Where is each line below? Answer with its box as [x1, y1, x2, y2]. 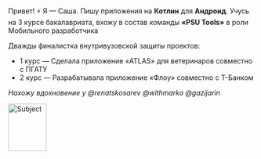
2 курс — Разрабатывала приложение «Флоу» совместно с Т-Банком [19, 73, 254, 82]
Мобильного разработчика [8, 26, 99, 35]
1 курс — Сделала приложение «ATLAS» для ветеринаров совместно [19, 56, 253, 65]
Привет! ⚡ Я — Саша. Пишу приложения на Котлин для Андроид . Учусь [8, 6, 249, 16]
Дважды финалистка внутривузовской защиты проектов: [8, 42, 201, 50]
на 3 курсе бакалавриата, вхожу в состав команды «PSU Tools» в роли [8, 18, 249, 27]
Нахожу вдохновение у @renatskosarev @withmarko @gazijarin [8, 89, 221, 97]
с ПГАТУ [19, 65, 48, 74]
